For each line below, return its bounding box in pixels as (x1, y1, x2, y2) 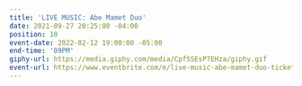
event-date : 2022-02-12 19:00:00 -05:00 (9, 38, 164, 47)
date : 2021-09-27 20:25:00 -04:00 (9, 21, 139, 30)
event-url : (9, 64, 50, 73)
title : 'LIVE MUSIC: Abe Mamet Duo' (9, 13, 147, 22)
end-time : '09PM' (9, 47, 75, 56)
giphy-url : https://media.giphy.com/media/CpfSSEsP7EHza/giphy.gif (9, 55, 268, 64)
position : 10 (9, 30, 58, 39)
